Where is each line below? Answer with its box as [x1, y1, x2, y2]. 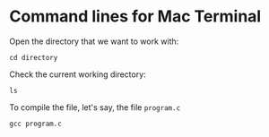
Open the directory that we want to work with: [9, 36, 179, 47]
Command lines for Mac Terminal [9, 6, 262, 27]
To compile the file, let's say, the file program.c [9, 101, 181, 113]
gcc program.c [9, 119, 63, 128]
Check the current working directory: [9, 69, 146, 80]
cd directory [9, 53, 58, 62]
